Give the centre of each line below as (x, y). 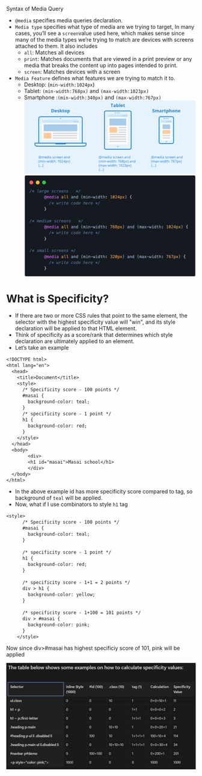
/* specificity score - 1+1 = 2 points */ (76, 583)
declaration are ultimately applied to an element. (75, 341)
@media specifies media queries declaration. (69, 20)
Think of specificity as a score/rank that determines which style (94, 335)
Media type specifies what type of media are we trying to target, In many (105, 27)
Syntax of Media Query (35, 9)
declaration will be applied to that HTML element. (76, 329)
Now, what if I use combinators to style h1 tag (71, 504)
